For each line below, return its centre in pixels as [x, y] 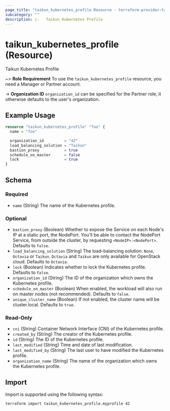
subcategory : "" [22, 15]
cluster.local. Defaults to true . [44, 305]
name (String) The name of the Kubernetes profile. [64, 205]
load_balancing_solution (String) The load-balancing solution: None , [83, 251]
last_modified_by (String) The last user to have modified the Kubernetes [88, 350]
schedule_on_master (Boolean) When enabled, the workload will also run [88, 289]
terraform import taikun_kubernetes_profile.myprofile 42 [68, 404]
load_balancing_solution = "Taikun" [48, 145]
